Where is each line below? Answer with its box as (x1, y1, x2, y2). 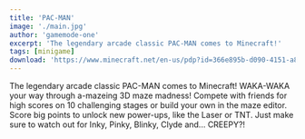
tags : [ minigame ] (9, 47, 75, 56)
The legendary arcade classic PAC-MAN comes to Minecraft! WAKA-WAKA (9, 81, 290, 91)
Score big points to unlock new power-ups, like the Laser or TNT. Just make (9, 110, 294, 120)
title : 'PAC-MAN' (9, 13, 75, 23)
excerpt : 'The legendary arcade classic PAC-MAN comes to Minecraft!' (9, 38, 282, 48)
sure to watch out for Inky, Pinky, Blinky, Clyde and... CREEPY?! (9, 119, 246, 130)
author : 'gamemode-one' (9, 30, 100, 39)
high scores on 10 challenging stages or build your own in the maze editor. (9, 100, 288, 110)
